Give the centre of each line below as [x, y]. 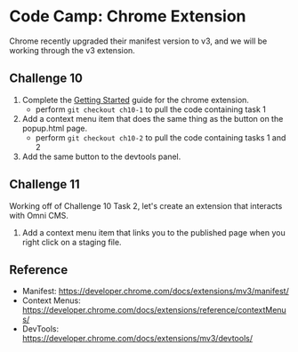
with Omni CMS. [39, 215]
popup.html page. [55, 128]
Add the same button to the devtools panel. [101, 156]
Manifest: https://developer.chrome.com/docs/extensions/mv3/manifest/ [155, 292]
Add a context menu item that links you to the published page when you [154, 232]
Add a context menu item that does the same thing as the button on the [153, 118]
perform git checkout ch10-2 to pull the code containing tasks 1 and [161, 137]
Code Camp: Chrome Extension [128, 16]
